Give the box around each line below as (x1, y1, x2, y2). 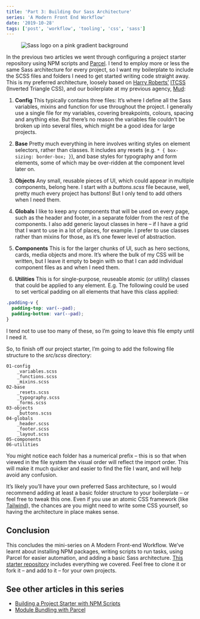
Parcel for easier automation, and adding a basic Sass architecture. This (6, 554, 183, 561)
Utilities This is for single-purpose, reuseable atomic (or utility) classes (14, 276, 190, 283)
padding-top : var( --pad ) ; (11, 306, 76, 312)
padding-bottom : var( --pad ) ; (11, 311, 84, 317)
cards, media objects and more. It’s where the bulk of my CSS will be (14, 251, 184, 258)
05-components (6, 436, 42, 443)
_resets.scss (17, 389, 50, 395)
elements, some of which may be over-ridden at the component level (14, 159, 185, 166)
